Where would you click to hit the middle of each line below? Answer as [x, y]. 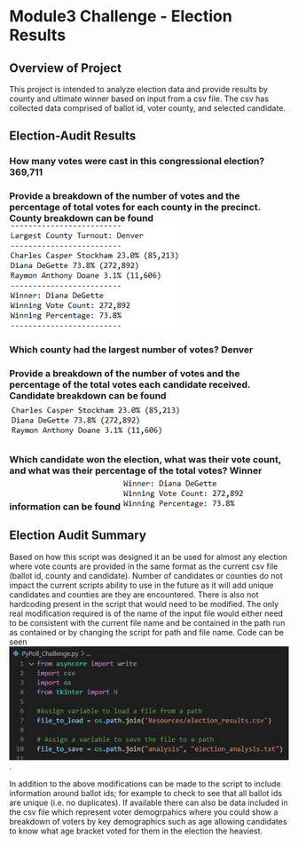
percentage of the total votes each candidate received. [130, 385]
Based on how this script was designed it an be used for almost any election [149, 557]
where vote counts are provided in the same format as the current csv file [144, 566]
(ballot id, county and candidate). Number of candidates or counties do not [146, 575]
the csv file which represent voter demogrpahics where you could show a [144, 812]
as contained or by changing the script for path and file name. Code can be [147, 632]
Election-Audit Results [73, 136]
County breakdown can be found [81, 218]
